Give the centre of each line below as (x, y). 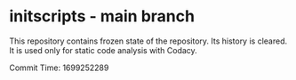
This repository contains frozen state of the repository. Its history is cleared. (148, 41)
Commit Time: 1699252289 (59, 68)
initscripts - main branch (102, 16)
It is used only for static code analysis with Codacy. (103, 50)
